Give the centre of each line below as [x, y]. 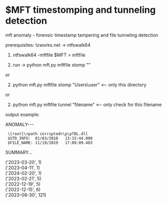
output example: [23, 114]
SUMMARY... [19, 152]
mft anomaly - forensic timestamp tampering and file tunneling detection [82, 35]
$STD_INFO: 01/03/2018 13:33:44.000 [50, 138]
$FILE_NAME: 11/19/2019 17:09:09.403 [50, 143]
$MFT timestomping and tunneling [81, 10]
